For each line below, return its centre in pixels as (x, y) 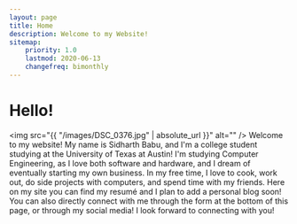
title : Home (31, 26)
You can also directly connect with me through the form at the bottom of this (149, 201)
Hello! (31, 111)
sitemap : (25, 42)
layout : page (33, 17)
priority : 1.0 (51, 50)
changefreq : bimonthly (67, 67)
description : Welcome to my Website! (79, 34)
